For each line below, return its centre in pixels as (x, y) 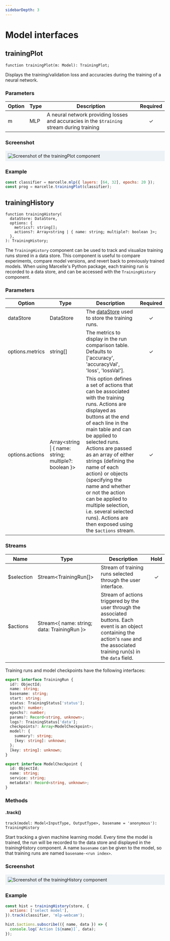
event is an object (122, 626)
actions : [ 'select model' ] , (39, 911)
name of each (102, 467)
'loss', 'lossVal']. (105, 371)
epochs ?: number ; (28, 712)
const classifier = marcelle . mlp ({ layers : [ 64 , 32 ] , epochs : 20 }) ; (80, 182)
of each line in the (107, 423)
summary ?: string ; (34, 736)
